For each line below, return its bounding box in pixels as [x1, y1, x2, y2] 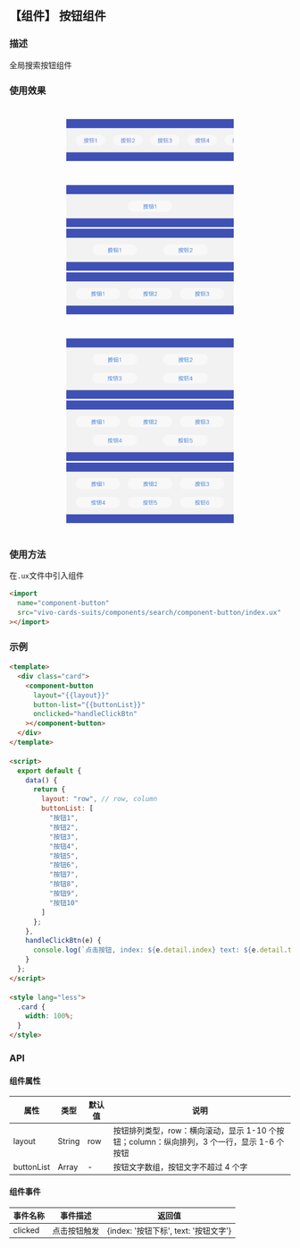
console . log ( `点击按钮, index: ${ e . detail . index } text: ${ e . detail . [32, 945, 288, 955]
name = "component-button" [17, 599, 110, 608]
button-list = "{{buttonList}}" [32, 700, 146, 709]
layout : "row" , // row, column [41, 795, 158, 804]
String [57, 1136, 80, 1147]
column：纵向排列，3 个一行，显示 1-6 [129, 1136, 275, 1147]
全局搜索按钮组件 [9, 59, 72, 70]
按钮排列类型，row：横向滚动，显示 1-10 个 [112, 1124, 277, 1135]
